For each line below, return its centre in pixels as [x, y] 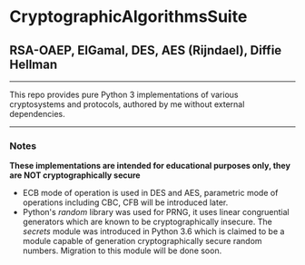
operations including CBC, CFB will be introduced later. [125, 202]
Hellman [34, 64]
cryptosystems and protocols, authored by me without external [127, 104]
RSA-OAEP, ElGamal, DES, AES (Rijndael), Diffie [146, 50]
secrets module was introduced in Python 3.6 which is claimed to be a [153, 231]
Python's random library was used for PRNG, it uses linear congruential [156, 212]
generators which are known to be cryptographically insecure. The [147, 222]
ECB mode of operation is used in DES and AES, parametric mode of [150, 193]
